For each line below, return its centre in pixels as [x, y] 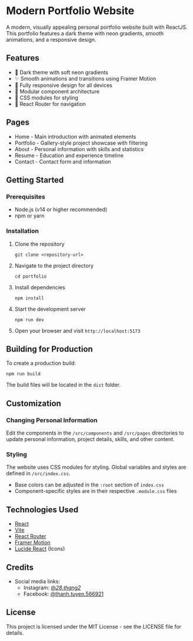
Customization [34, 403]
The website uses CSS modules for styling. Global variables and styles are [96, 467]
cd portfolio [31, 276]
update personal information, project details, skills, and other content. [90, 439]
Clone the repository [39, 244]
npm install [29, 298]
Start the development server [50, 309]
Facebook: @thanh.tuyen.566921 [64, 594]
